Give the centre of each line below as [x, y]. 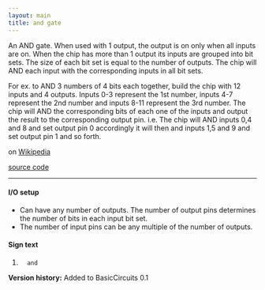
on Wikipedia [30, 152]
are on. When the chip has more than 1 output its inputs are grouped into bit [131, 54]
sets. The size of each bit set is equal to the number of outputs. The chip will [132, 62]
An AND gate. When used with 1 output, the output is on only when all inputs [132, 45]
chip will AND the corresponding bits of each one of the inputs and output [128, 111]
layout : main [30, 15]
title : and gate [35, 23]
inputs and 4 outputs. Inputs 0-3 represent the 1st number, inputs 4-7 [121, 94]
